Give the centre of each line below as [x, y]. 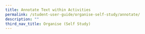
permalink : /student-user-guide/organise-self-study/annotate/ [73, 14]
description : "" [22, 19]
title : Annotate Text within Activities [48, 10]
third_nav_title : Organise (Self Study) [48, 24]
